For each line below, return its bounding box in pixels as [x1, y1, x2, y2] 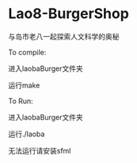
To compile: [8, 47, 47, 57]
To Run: [8, 96, 33, 106]
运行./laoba [8, 129, 45, 139]
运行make [8, 80, 40, 90]
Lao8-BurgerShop [8, 5, 129, 23]
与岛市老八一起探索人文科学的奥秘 [8, 31, 120, 41]
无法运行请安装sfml [8, 146, 71, 155]
